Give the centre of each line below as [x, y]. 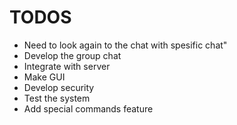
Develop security [59, 87]
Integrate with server [67, 66]
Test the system [57, 98]
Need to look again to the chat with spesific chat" [125, 45]
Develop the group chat [72, 55]
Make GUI [44, 77]
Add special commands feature [88, 108]
